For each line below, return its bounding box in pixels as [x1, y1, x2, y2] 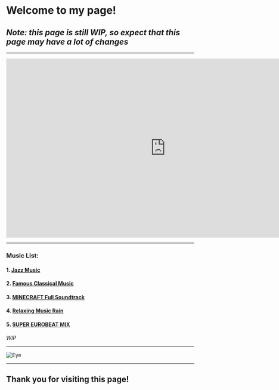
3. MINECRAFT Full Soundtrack [6, 293, 85, 300]
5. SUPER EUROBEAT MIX [6, 321, 70, 328]
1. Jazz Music [6, 266, 41, 274]
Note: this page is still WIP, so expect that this [6, 27, 181, 38]
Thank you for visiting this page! [6, 374, 129, 384]
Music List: [6, 251, 39, 260]
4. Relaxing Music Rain [6, 307, 64, 314]
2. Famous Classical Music [6, 280, 74, 287]
